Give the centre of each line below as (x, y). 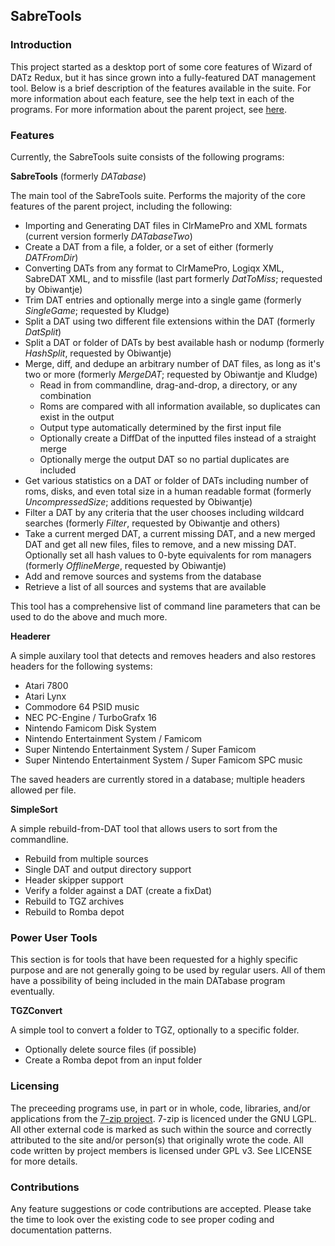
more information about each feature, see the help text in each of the (152, 98)
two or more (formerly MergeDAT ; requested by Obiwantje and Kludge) (171, 374)
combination (65, 395)
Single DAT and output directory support (108, 869)
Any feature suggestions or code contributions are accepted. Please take (161, 1208)
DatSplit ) (43, 331)
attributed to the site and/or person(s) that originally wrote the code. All (157, 1140)
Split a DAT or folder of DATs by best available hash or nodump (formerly (174, 342)
